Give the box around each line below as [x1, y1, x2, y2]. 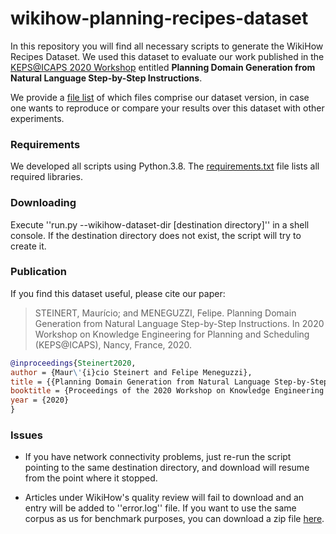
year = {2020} [10, 395, 70, 406]
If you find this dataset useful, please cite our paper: [10, 287, 226, 299]
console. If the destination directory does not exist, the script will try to [10, 229, 302, 241]
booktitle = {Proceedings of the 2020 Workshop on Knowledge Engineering [10, 386, 325, 396]
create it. [10, 240, 47, 252]
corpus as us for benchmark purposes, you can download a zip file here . [24, 513, 325, 525]
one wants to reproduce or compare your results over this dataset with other [10, 102, 325, 114]
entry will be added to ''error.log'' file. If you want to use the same [24, 502, 297, 514]
